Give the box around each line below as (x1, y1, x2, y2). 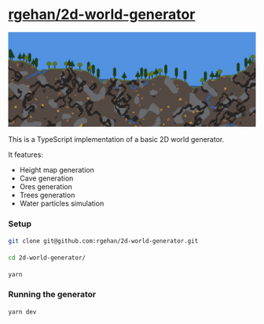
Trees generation (19, 190, 75, 199)
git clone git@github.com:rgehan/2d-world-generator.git (8, 237, 199, 245)
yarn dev (8, 307, 37, 316)
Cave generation (19, 173, 74, 183)
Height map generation (19, 165, 94, 174)
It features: (8, 150, 43, 159)
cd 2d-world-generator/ (8, 254, 86, 262)
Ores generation (19, 181, 72, 191)
